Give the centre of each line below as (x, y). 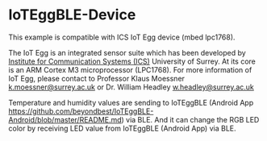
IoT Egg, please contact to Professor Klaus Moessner (97, 78)
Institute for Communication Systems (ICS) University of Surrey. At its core (132, 61)
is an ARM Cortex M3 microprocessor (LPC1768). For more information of (130, 69)
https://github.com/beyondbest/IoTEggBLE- (81, 111)
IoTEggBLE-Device (72, 15)
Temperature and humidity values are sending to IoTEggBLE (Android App (131, 102)
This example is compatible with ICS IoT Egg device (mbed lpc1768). (122, 37)
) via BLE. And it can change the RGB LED (190, 119)
